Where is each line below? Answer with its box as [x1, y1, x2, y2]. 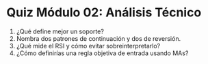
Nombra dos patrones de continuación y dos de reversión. [16, 34, 181, 42]
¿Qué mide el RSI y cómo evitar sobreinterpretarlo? [16, 42, 161, 50]
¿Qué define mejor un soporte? [16, 27, 104, 35]
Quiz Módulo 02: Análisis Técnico [6, 5, 202, 20]
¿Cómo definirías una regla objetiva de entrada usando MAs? [16, 49, 189, 57]
